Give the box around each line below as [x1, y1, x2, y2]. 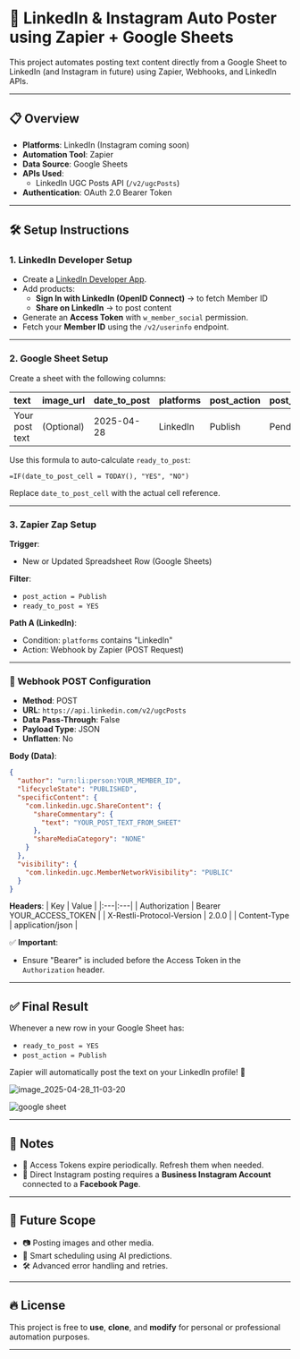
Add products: [21, 284, 76, 295]
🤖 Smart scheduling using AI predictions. [21, 1250, 172, 1261]
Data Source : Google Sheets [21, 158, 128, 169]
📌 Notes [9, 1136, 54, 1151]
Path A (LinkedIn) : [9, 618, 78, 628]
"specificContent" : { [17, 792, 98, 802]
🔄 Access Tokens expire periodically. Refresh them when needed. [21, 1159, 264, 1171]
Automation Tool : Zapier [21, 149, 114, 159]
